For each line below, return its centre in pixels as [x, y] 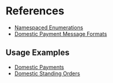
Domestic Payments [39, 67]
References [35, 11]
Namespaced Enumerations [49, 27]
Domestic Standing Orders [47, 73]
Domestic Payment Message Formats [61, 33]
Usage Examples [38, 53]
